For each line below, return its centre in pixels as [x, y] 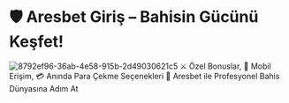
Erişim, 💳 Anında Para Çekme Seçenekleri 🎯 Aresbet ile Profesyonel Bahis [144, 76]
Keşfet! [37, 42]
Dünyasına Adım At [44, 88]
